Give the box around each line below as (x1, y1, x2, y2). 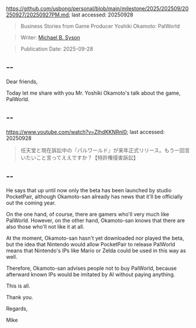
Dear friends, (6, 78, 38, 85)
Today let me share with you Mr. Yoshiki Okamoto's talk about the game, (6, 89, 181, 96)
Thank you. (6, 294, 33, 301)
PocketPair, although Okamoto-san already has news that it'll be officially (6, 193, 183, 200)
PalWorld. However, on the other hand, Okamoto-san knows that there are (6, 217, 185, 224)
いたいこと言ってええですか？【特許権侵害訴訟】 (20, 154, 139, 161)
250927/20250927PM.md (6, 11, 69, 18)
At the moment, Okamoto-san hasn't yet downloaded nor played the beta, (6, 235, 184, 242)
